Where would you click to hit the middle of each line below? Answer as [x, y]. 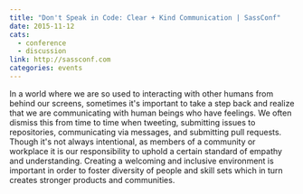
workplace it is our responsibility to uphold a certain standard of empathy [146, 151]
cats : [19, 34]
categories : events [46, 69]
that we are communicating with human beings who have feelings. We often [151, 113]
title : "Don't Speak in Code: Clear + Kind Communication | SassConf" [145, 18]
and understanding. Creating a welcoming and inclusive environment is [142, 161]
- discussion [42, 51]
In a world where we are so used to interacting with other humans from [142, 93]
